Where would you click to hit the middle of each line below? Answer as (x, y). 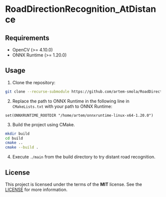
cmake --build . (22, 148)
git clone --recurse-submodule (37, 92)
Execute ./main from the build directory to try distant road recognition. (84, 157)
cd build (14, 138)
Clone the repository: (34, 82)
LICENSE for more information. (36, 190)
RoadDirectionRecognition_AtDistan (81, 9)
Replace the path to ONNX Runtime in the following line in (71, 101)
